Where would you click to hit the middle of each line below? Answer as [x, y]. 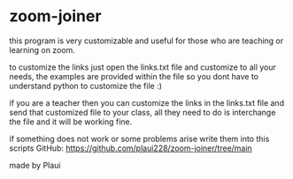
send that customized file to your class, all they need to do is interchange [143, 112]
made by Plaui [35, 165]
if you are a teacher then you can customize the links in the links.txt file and [147, 102]
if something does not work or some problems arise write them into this [139, 138]
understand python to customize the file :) [85, 86]
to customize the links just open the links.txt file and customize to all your [143, 67]
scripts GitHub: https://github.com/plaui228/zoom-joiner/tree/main [131, 148]
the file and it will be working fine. [71, 122]
